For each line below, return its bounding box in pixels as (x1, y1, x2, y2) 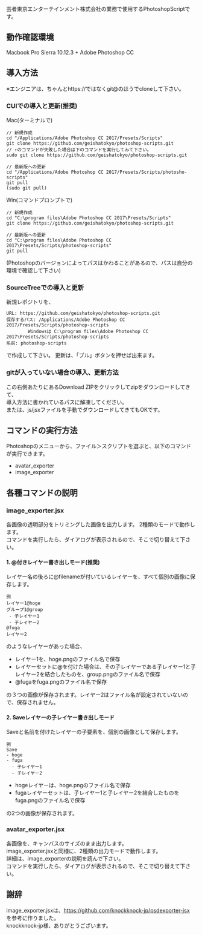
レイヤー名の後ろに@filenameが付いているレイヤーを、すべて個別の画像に (6, 573, 191, 580)
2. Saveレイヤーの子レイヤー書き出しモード (6, 713, 115, 721)
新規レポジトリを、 (6, 299, 54, 306)
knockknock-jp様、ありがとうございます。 (6, 922, 112, 929)
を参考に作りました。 (6, 914, 59, 922)
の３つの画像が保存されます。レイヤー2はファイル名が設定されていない (6, 691, 183, 698)
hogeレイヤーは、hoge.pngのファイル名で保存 (14, 782, 131, 789)
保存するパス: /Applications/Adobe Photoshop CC (6, 317, 125, 323)
